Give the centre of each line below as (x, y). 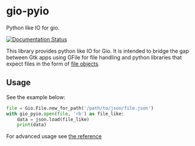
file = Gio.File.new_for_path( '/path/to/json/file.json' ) (80, 108)
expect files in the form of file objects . (53, 64)
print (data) (32, 125)
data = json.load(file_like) (53, 119)
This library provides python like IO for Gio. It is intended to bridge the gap (98, 51)
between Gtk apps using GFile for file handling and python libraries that (94, 57)
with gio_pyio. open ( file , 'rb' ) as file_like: (65, 114)
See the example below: (36, 97)
